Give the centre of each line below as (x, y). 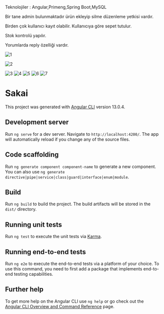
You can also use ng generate (35, 171)
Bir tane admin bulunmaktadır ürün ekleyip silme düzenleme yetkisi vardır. (79, 16)
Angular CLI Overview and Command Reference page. (60, 306)
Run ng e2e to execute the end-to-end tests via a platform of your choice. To (82, 264)
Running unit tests (34, 225)
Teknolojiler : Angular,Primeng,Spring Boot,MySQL (56, 7)
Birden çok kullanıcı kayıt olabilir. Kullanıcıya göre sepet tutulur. (69, 26)
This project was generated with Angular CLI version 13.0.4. (65, 107)
